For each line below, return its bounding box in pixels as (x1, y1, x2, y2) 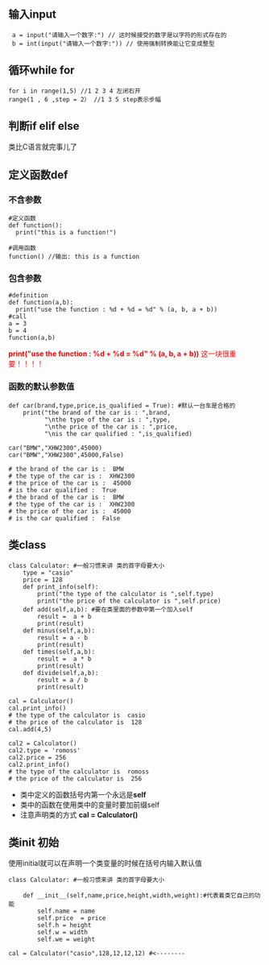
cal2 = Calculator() (8, 739, 78, 748)
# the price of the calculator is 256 (8, 774, 143, 783)
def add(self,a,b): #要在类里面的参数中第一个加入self (23, 605, 193, 614)
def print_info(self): (23, 582, 99, 590)
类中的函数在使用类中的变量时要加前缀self (19, 800, 159, 810)
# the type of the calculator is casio (8, 711, 147, 719)
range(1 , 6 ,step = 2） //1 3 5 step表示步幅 (8, 95, 161, 103)
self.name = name (37, 907, 95, 916)
